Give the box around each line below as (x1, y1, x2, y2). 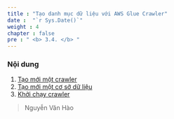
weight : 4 (7, 23, 39, 30)
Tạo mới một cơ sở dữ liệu (17, 83, 93, 91)
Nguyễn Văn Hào (24, 104, 74, 112)
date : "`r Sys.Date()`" (7, 17, 83, 24)
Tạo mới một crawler (17, 75, 77, 84)
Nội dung (7, 59, 39, 69)
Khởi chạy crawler (17, 90, 70, 99)
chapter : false (7, 29, 55, 37)
